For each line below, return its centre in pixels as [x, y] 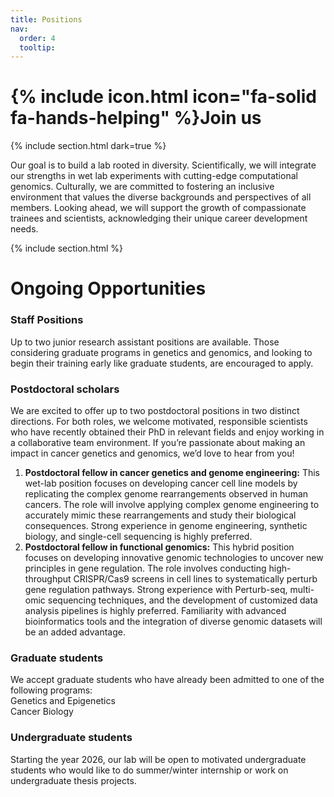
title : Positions [46, 19]
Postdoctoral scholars [65, 389]
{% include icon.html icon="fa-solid [163, 97]
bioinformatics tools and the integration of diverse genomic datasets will [173, 621]
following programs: [51, 690]
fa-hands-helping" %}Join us [136, 118]
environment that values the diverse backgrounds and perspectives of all [161, 197]
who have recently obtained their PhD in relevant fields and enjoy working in [167, 432]
